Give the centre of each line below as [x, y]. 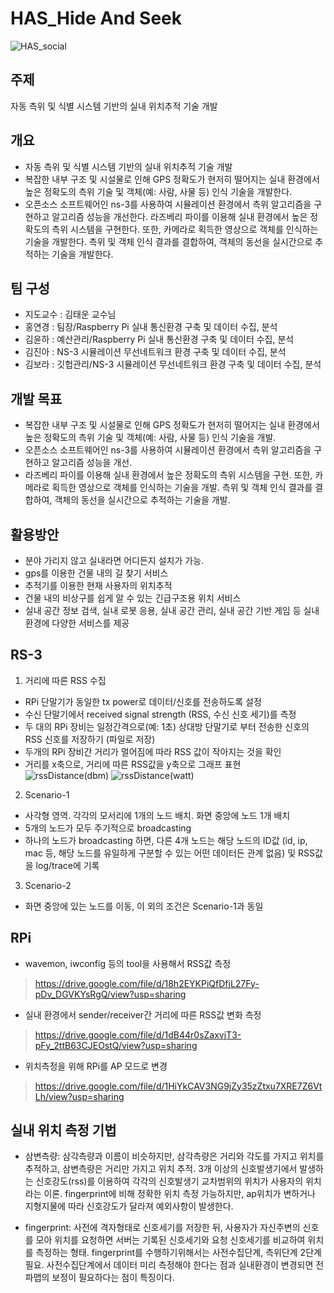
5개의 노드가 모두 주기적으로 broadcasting [108, 828]
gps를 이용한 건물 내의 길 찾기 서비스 [96, 573]
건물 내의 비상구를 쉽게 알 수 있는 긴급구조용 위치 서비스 [133, 598]
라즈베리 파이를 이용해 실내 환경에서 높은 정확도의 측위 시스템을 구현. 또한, [168, 475]
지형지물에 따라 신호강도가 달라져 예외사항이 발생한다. [129, 1206]
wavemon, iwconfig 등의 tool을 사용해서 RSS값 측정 [128, 963]
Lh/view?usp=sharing [79, 1096]
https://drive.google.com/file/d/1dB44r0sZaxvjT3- [138, 1034]
